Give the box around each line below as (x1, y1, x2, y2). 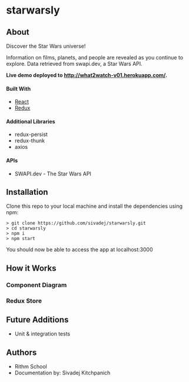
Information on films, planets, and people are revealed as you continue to (6, 54, 184, 61)
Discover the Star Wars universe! (6, 42, 86, 49)
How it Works (6, 263, 57, 273)
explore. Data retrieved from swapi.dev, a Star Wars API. (6, 60, 142, 67)
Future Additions (6, 315, 69, 325)
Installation (6, 187, 48, 197)
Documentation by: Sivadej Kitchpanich (14, 369, 111, 377)
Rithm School (14, 363, 47, 370)
